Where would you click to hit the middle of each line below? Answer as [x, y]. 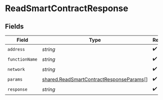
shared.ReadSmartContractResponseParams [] [95, 79]
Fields [15, 26]
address [16, 49]
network [16, 69]
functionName [23, 59]
